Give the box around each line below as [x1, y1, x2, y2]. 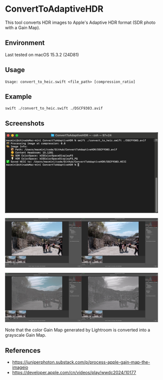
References [5, 346, 41, 355]
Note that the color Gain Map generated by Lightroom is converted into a [5, 327, 150, 333]
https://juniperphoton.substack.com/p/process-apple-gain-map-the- [12, 359, 150, 365]
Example [5, 92, 32, 101]
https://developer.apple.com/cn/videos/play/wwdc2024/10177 [12, 370, 137, 376]
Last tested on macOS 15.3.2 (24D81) [5, 52, 79, 57]
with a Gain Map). [5, 24, 40, 30]
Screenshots [5, 119, 45, 127]
